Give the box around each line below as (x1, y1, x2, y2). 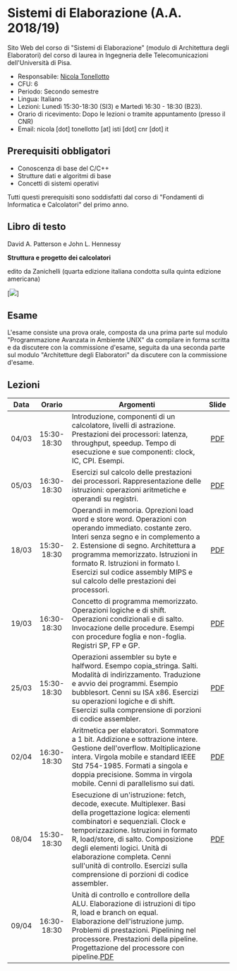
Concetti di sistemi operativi (17, 179, 99, 187)
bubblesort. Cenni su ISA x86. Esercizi (71, 687, 199, 697)
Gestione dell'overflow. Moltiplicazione (71, 743, 201, 753)
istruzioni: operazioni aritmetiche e (71, 485, 187, 495)
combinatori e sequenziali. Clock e (71, 817, 186, 827)
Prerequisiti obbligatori (7, 145, 111, 157)
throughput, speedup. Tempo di (71, 438, 176, 448)
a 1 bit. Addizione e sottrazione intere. (71, 734, 198, 744)
